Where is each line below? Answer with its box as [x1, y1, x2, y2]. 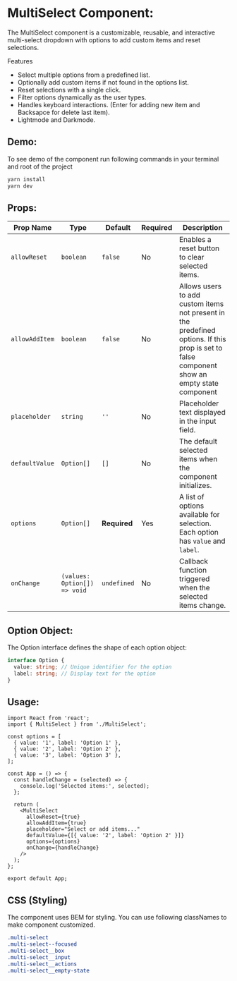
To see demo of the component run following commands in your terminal [7, 154, 219, 163]
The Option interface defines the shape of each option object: [7, 643, 187, 652]
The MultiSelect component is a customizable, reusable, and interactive [7, 28, 215, 37]
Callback [178, 556, 209, 566]
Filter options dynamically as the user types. [17, 93, 147, 102]
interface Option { [7, 657, 65, 664]
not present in [178, 308, 226, 318]
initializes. [178, 481, 212, 491]
